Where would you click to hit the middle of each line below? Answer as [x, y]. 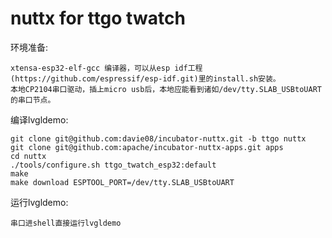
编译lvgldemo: [39, 119]
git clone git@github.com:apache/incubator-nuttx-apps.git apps [147, 147]
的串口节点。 [33, 100]
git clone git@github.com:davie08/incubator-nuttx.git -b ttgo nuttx [158, 138]
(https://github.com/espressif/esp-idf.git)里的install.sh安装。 [145, 78]
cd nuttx [28, 156]
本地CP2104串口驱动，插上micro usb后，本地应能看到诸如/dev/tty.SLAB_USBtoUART [166, 89]
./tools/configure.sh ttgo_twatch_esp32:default [113, 165]
